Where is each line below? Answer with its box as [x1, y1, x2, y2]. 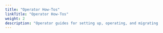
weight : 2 [5, 16, 25, 21]
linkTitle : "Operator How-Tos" [5, 12, 69, 16]
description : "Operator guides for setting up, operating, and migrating [5, 20, 159, 26]
